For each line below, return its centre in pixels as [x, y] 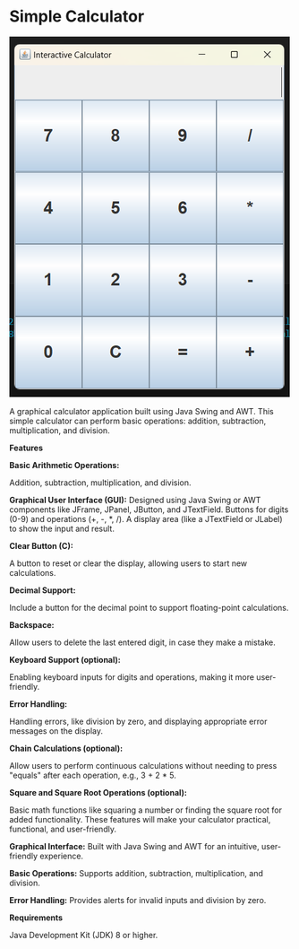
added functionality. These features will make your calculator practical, [140, 819]
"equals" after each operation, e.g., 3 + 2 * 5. [93, 775]
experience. [61, 856]
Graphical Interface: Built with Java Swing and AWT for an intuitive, [134, 846]
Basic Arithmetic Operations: [64, 465]
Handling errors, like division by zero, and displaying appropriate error [138, 721]
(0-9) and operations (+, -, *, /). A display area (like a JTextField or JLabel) [146, 518]
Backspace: [32, 624]
